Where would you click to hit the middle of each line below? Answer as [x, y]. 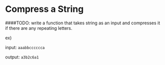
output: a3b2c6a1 [22, 57]
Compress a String [44, 9]
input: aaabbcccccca [25, 47]
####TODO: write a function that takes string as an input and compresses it [83, 23]
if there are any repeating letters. [39, 28]
